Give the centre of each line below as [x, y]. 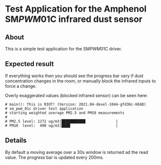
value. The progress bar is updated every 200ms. [55, 157]
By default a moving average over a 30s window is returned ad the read [77, 152]
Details [16, 140]
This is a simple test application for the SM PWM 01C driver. [64, 49]
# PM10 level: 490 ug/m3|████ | [62, 125]
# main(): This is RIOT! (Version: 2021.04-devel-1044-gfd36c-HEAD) [76, 104]
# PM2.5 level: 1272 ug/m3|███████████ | [62, 121]
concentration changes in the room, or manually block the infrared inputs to [80, 81]
